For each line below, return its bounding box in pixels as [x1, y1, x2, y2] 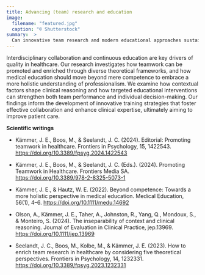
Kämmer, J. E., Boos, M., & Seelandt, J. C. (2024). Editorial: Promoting [15, 136, 191, 144]
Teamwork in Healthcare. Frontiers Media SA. [15, 167, 130, 175]
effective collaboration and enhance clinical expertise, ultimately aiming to [6, 106, 193, 113]
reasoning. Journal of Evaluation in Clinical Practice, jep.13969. [15, 224, 174, 231]
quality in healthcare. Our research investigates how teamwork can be [6, 61, 183, 68]
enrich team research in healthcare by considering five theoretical [15, 249, 181, 255]
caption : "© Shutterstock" [12, 26, 81, 32]
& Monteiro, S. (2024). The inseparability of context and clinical [15, 218, 175, 224]
